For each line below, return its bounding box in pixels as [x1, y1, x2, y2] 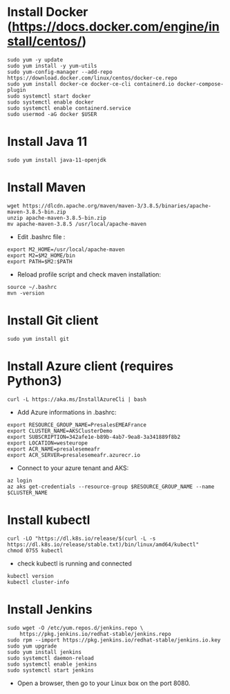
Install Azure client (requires [7, 358, 174, 374]
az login [7, 477, 32, 484]
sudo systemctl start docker [7, 93, 91, 100]
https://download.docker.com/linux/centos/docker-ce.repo [7, 74, 178, 82]
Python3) [7, 373, 62, 388]
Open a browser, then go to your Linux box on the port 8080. [17, 679, 191, 687]
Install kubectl [7, 512, 90, 527]
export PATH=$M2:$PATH [7, 258, 73, 265]
